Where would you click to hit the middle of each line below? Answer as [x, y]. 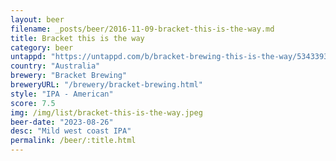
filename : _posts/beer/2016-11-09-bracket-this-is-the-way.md [142, 29]
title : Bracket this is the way [77, 38]
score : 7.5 [33, 103]
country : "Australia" [55, 66]
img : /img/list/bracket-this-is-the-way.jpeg [106, 112]
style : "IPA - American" [62, 94]
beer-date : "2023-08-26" [62, 122]
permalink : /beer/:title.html [73, 141]
